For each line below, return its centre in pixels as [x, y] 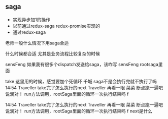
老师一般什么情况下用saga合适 [37, 43]
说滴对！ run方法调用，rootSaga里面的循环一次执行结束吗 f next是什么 [79, 111]
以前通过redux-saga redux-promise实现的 [56, 26]
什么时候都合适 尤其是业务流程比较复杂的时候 [53, 53]
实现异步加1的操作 [31, 19]
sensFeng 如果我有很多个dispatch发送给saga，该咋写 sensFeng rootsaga [82, 64]
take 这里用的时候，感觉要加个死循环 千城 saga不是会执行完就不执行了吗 [81, 81]
